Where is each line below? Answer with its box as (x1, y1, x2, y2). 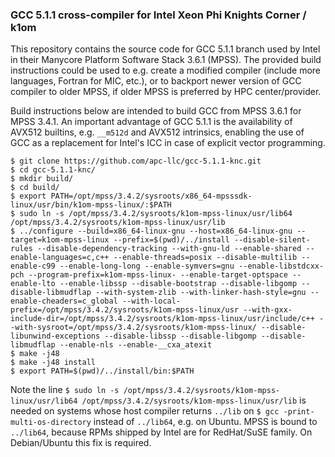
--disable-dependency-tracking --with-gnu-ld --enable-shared (36, 244, 302, 254)
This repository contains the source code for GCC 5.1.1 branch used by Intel (10, 43, 321, 55)
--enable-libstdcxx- (238, 261, 325, 272)
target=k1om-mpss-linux (10, 235, 110, 245)
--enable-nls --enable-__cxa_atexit (59, 340, 213, 350)
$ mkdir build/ (10, 174, 74, 184)
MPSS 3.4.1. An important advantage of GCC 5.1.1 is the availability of (10, 116, 293, 128)
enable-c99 (10, 261, 56, 272)
